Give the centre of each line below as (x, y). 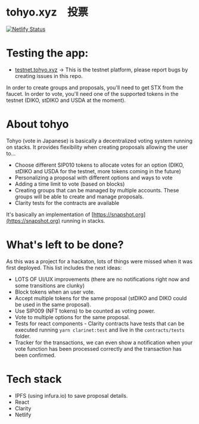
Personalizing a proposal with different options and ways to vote (94, 177)
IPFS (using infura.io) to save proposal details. (71, 395)
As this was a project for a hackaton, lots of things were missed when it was (99, 261)
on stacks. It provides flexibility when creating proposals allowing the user (97, 147)
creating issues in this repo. (49, 76)
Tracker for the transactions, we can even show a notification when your (104, 342)
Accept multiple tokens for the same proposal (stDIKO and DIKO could (101, 298)
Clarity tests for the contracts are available (67, 202)
